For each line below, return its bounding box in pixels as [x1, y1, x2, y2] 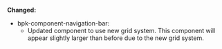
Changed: [7, 6, 37, 14]
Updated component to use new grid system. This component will [27, 27, 216, 35]
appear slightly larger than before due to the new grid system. [27, 34, 204, 42]
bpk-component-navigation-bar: [17, 19, 110, 27]
